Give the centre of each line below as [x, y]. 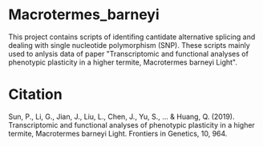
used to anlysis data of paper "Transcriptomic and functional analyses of [128, 53]
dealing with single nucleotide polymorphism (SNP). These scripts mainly [129, 45]
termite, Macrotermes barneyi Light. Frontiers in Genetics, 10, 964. [118, 133]
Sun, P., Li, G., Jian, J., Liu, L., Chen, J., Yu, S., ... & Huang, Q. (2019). [121, 116]
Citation [35, 95]
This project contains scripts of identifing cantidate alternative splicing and [132, 37]
